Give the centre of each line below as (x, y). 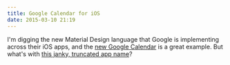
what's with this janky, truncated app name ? (70, 54)
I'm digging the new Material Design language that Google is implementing (113, 39)
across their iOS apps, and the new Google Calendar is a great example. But (115, 47)
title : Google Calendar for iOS (54, 13)
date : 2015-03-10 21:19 (41, 20)
